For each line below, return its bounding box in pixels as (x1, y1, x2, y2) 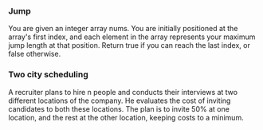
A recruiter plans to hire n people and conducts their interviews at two (8, 87, 237, 97)
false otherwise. (8, 49, 61, 59)
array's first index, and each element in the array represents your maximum (8, 32, 256, 41)
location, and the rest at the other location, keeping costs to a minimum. (8, 112, 245, 122)
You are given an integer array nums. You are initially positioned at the (8, 24, 238, 33)
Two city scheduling (8, 69, 89, 81)
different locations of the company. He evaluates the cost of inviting (8, 96, 231, 105)
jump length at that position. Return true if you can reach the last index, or (8, 41, 251, 50)
